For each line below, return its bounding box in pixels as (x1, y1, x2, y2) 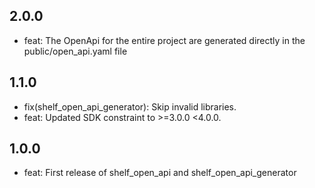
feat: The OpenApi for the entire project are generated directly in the (23, 34, 306, 46)
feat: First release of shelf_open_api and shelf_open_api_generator (23, 167, 297, 179)
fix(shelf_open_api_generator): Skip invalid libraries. (23, 100, 237, 113)
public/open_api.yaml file (23, 45, 128, 57)
